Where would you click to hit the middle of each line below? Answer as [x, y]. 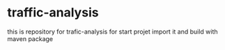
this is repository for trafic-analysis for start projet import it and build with [113, 32]
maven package [30, 38]
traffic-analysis [53, 13]
